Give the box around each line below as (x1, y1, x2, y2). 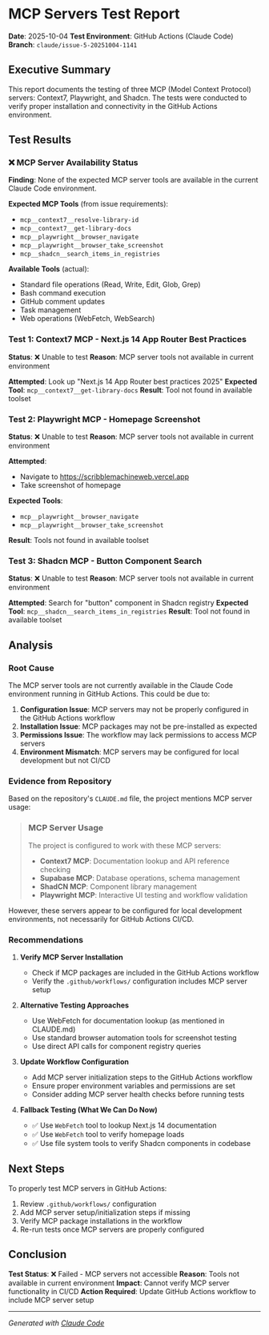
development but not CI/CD (19, 756, 110, 766)
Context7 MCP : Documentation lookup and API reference (39, 856, 230, 866)
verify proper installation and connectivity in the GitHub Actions (8, 101, 218, 111)
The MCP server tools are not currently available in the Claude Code (8, 681, 234, 690)
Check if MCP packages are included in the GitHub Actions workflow (31, 967, 259, 977)
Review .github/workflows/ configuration (19, 1199, 157, 1208)
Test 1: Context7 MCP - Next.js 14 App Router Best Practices (8, 334, 247, 345)
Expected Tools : (8, 496, 63, 505)
